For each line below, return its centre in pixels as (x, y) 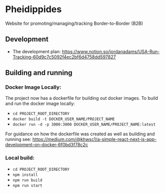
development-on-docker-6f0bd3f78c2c (47, 145)
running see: (18, 139)
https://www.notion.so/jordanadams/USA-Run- (111, 51)
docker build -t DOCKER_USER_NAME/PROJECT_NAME (64, 119)
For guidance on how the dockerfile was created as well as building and (80, 134)
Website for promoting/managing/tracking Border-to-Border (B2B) (74, 23)
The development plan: (37, 51)
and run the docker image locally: (40, 104)
